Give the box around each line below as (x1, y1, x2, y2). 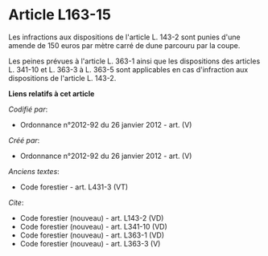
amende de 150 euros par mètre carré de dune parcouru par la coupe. (8, 40, 241, 50)
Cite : (8, 197, 24, 207)
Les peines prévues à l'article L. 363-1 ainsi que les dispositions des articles (8, 56, 261, 66)
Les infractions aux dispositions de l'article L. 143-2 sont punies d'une (8, 32, 241, 42)
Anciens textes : (8, 166, 60, 176)
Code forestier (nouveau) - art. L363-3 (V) (19, 238, 161, 248)
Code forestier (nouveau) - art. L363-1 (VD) (19, 230, 165, 240)
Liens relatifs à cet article (8, 88, 95, 98)
